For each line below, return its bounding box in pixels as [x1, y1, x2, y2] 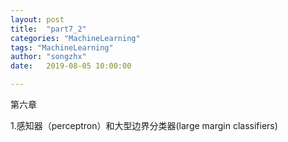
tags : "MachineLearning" [10, 42, 114, 53]
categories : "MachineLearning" [10, 33, 141, 43]
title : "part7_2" [10, 24, 87, 34]
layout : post [10, 14, 65, 25]
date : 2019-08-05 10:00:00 [10, 61, 132, 71]
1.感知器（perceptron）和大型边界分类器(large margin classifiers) [10, 120, 278, 131]
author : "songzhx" [10, 52, 87, 62]
